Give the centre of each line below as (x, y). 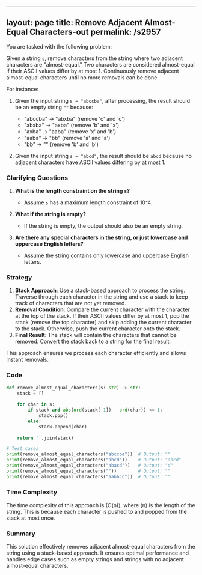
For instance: (23, 89)
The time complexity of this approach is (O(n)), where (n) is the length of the (101, 505)
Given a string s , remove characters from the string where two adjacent (95, 58)
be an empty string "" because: (54, 107)
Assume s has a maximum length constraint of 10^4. (88, 202)
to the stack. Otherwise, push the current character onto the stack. (97, 329)
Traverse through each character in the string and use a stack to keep (101, 297)
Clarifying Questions (37, 178)
